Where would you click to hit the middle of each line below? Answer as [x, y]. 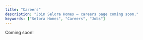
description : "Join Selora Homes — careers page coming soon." [72, 14]
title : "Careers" [23, 10]
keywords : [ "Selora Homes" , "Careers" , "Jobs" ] [55, 19]
